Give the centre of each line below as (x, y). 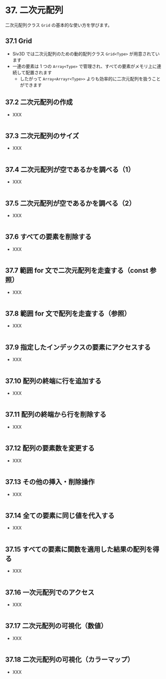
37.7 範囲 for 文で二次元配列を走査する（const (77, 271)
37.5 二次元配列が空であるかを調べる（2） (71, 203)
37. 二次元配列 (34, 10)
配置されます (39, 72)
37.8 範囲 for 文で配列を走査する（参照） (68, 314)
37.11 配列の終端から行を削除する (56, 414)
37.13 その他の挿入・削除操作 (50, 482)
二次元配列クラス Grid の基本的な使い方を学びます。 (59, 25)
